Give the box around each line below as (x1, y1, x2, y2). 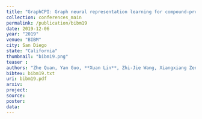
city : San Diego (6, 43, 47, 49)
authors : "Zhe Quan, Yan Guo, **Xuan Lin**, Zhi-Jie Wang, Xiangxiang (6, 64, 187, 71)
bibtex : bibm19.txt (6, 70, 55, 76)
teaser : (6, 59, 28, 65)
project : (6, 87, 28, 93)
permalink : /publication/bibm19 (6, 20, 87, 26)
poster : (6, 98, 26, 104)
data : (6, 103, 20, 110)
